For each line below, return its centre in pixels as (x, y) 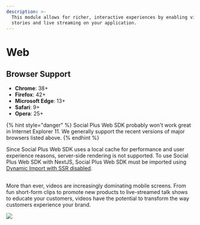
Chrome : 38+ (32, 88)
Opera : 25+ (29, 114)
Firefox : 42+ (30, 95)
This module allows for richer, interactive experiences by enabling (99, 17)
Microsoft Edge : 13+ (40, 101)
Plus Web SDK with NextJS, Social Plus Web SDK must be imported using (96, 162)
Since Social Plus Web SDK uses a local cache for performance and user (95, 149)
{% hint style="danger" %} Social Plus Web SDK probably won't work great (99, 125)
